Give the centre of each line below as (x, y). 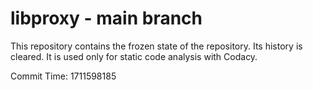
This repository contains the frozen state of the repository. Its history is (156, 46)
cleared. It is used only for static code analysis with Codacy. (134, 56)
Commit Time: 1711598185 (63, 76)
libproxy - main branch (106, 18)
